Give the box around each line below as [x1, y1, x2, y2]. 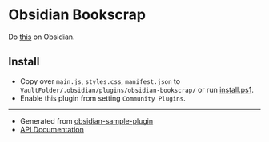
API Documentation [19, 124, 84, 134]
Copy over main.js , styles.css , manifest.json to [19, 76, 181, 85]
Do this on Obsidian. [8, 32, 75, 41]
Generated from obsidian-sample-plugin [19, 116, 154, 125]
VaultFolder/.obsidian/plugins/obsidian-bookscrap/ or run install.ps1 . [19, 85, 254, 94]
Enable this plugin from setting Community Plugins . [19, 93, 186, 103]
